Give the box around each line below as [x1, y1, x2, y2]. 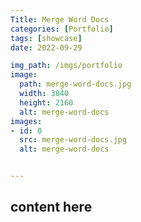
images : [10, 116, 43, 126]
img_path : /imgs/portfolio [10, 61, 123, 71]
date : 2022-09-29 [10, 42, 83, 53]
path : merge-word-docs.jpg [19, 79, 132, 90]
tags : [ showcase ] [10, 33, 83, 43]
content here [10, 199, 93, 216]
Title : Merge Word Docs [10, 14, 110, 25]
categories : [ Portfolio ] [10, 24, 114, 34]
